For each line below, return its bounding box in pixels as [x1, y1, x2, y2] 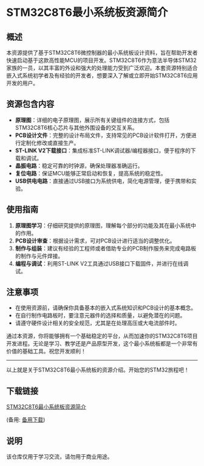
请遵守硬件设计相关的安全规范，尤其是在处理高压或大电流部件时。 [15, 319, 180, 327]
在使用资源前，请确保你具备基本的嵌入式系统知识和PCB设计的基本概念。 [15, 304, 197, 311]
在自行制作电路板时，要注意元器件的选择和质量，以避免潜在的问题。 [15, 312, 186, 319]
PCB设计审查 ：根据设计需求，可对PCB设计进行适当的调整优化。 [15, 237, 175, 244]
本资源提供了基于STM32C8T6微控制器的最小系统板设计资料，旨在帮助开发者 [6, 49, 198, 56]
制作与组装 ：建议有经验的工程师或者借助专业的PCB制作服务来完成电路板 [15, 244, 197, 252]
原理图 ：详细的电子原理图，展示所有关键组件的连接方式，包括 [15, 116, 170, 124]
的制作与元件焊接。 [15, 252, 64, 259]
